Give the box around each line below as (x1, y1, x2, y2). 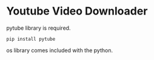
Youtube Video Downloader (6, 4, 148, 18)
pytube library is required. (6, 24, 71, 32)
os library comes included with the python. (6, 47, 113, 54)
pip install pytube (6, 36, 56, 42)
